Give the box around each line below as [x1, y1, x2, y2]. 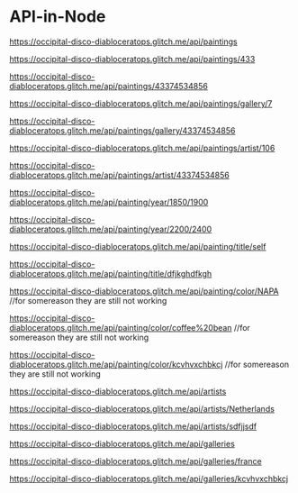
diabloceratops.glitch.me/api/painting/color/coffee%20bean [9, 322, 232, 333]
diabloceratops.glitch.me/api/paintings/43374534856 [9, 80, 209, 91]
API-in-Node [9, 6, 106, 27]
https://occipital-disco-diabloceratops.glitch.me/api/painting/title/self [9, 241, 266, 251]
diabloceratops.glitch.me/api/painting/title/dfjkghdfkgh [9, 268, 212, 278]
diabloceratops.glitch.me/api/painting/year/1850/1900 [9, 196, 209, 207]
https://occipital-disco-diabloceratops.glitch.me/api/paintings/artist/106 [9, 142, 275, 153]
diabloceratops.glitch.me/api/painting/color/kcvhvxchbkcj [9, 359, 223, 370]
